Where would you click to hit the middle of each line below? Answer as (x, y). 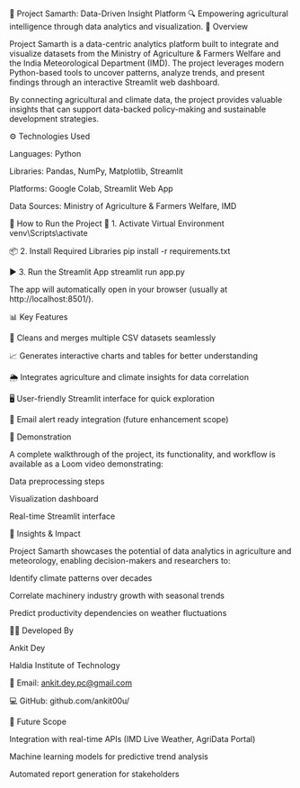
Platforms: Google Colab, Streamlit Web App (91, 189)
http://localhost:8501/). (52, 299)
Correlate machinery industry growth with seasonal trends (117, 595)
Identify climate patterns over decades (81, 578)
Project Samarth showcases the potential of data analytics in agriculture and (150, 551)
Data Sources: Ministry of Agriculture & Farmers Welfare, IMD (123, 206)
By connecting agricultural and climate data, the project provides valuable (146, 100)
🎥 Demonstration (40, 437)
